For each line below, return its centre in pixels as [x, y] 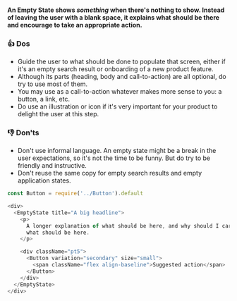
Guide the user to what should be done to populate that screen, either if [121, 61]
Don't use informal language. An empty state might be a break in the [117, 151]
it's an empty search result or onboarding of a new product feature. [115, 69]
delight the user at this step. [58, 113]
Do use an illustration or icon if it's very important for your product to [117, 106]
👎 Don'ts [23, 133]
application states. [44, 180]
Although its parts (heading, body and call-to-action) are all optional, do [122, 76]
